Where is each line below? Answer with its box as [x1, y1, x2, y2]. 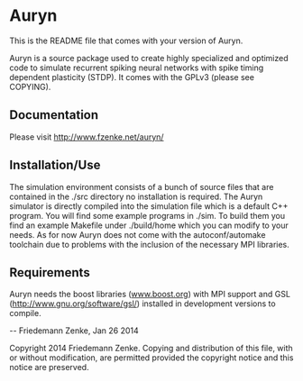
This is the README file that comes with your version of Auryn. [9, 35, 243, 46]
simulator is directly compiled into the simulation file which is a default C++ [9, 200, 289, 212]
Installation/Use [9, 158, 101, 173]
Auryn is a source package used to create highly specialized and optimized [9, 52, 289, 63]
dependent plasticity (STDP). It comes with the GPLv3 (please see [9, 71, 255, 82]
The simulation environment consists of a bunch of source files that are [9, 181, 274, 192]
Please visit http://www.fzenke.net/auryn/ [9, 132, 164, 142]
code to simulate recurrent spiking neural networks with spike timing [9, 62, 264, 73]
